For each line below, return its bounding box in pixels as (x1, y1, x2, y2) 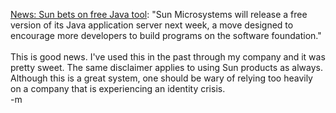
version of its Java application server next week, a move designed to (10, 19, 294, 31)
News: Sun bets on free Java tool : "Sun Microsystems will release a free (10, 9, 308, 20)
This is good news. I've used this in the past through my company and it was (10, 51, 326, 63)
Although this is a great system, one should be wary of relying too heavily (10, 72, 313, 84)
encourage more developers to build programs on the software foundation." (10, 30, 322, 41)
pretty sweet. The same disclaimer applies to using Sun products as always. (10, 62, 323, 73)
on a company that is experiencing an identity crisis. (10, 83, 226, 94)
